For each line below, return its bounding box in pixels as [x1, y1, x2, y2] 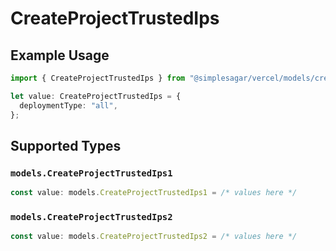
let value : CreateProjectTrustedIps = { [10, 91, 182, 101]
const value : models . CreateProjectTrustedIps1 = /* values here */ [10, 188, 298, 198]
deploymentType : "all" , [19, 100, 118, 111]
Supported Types [10, 137, 122, 154]
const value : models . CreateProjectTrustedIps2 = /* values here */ [10, 232, 298, 242]
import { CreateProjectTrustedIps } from [10, 73, 186, 83]
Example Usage [10, 47, 110, 64]
